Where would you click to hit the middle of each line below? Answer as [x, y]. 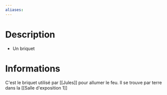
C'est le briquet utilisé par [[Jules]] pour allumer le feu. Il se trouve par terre [83, 82]
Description [30, 34]
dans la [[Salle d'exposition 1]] [36, 87]
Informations [33, 68]
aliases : [14, 10]
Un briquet [24, 48]
